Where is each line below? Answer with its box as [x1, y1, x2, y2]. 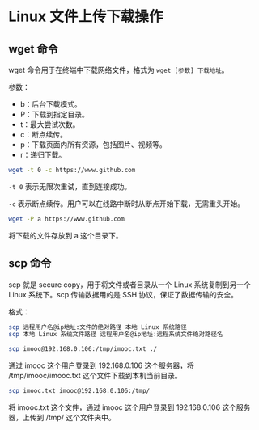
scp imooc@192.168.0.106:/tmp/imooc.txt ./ [8, 345, 158, 353]
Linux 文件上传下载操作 [8, 7, 163, 26]
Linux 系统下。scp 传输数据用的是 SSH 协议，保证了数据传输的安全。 [8, 289, 239, 299]
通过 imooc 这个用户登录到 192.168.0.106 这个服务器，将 [8, 360, 194, 370]
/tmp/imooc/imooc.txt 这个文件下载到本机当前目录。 [8, 371, 182, 381]
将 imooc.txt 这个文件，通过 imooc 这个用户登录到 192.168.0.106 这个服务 [8, 403, 251, 412]
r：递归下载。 [19, 150, 66, 159]
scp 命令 [8, 256, 52, 271]
